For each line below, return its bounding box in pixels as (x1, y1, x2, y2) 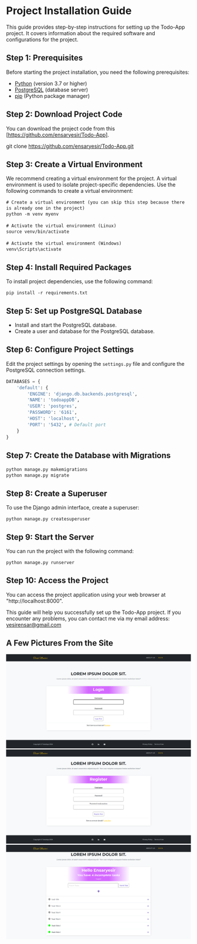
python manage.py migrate (6, 473, 69, 478)
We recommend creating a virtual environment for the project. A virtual (6, 175, 177, 182)
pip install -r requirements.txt (6, 290, 88, 296)
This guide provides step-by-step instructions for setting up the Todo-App (6, 23, 185, 30)
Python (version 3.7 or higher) (14, 80, 87, 87)
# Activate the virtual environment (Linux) (6, 223, 117, 229)
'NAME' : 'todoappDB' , (27, 397, 80, 403)
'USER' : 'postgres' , (27, 403, 77, 409)
